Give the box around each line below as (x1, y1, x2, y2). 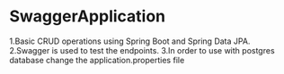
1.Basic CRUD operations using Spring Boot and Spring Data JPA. (9, 36, 251, 46)
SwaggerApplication (9, 6, 166, 27)
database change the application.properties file (9, 54, 185, 65)
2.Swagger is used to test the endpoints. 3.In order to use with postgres (9, 45, 276, 55)
